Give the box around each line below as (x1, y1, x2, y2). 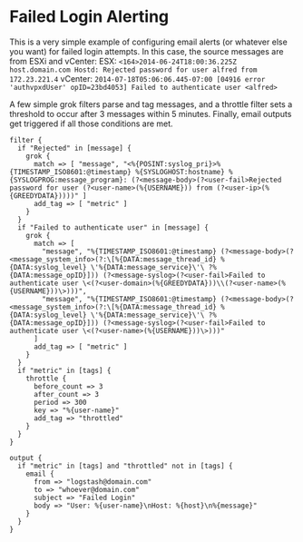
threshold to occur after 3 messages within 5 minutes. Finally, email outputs (9, 108, 292, 119)
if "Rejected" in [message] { (17, 143, 132, 153)
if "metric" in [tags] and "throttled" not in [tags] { (17, 461, 233, 470)
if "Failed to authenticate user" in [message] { (17, 222, 209, 232)
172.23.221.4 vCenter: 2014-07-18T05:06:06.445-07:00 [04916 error (9, 73, 266, 84)
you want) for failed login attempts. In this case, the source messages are (9, 45, 284, 56)
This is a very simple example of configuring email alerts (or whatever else (9, 36, 288, 47)
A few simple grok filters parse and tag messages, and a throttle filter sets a (9, 98, 293, 110)
